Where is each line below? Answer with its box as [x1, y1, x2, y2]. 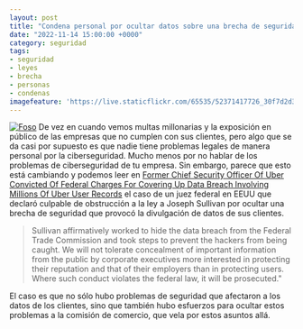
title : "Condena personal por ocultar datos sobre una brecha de [9, 22, 260, 31]
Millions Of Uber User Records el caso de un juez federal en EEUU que [9, 188, 272, 199]
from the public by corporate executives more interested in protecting [31, 254, 290, 265]
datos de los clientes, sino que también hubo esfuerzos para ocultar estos [9, 300, 285, 311]
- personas [9, 80, 50, 89]
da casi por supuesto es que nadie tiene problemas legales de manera [9, 141, 271, 151]
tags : [9, 47, 30, 56]
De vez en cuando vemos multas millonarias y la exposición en [38, 122, 272, 133]
